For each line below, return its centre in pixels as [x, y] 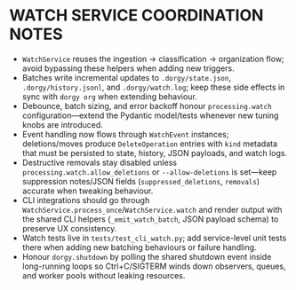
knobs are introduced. [63, 124]
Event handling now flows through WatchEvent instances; [125, 134]
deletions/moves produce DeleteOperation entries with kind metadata [150, 144]
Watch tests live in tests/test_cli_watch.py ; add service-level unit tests [154, 238]
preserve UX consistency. [69, 228]
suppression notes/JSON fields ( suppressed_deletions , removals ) [141, 181]
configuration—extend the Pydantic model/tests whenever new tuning [150, 115]
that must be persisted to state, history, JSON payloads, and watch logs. [154, 153]
